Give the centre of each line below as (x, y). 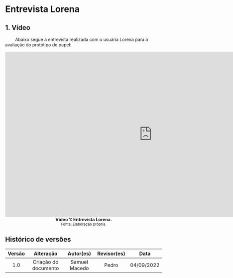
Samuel (79, 262)
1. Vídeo (18, 28)
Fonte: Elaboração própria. (84, 224)
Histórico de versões (38, 239)
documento (46, 268)
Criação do (46, 262)
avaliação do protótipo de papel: (38, 45)
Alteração (46, 254)
